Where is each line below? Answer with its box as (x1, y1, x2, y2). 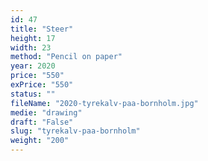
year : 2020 (10, 61, 56, 71)
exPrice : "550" (10, 80, 74, 90)
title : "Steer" (10, 24, 74, 34)
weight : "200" (10, 136, 70, 146)
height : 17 (10, 33, 56, 43)
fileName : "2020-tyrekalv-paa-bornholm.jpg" (10, 98, 199, 108)
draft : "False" (10, 117, 74, 127)
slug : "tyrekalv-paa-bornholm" (10, 126, 141, 136)
